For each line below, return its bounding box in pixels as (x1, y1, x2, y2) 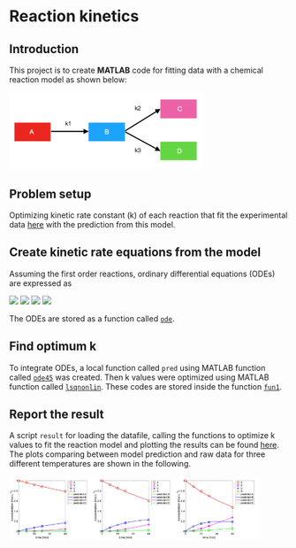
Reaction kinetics (9, 6, 140, 27)
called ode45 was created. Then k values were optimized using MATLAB (9, 372, 269, 382)
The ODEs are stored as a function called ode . (9, 313, 175, 324)
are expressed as (9, 277, 72, 289)
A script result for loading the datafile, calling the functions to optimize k (9, 430, 276, 441)
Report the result (9, 407, 104, 422)
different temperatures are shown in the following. (9, 459, 192, 469)
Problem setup (9, 186, 92, 201)
